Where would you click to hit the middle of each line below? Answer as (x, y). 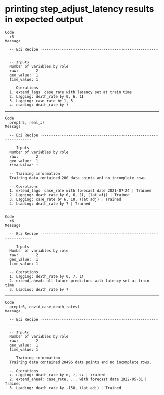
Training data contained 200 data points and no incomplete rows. (78, 178)
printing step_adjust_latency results (80, 9)
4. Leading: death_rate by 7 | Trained (50, 204)
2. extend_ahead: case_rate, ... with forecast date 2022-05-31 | (78, 379)
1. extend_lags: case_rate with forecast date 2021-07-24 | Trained (81, 191)
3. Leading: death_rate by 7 (39, 289)
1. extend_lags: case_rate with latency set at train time (71, 92)
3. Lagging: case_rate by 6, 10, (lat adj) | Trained (65, 199)
